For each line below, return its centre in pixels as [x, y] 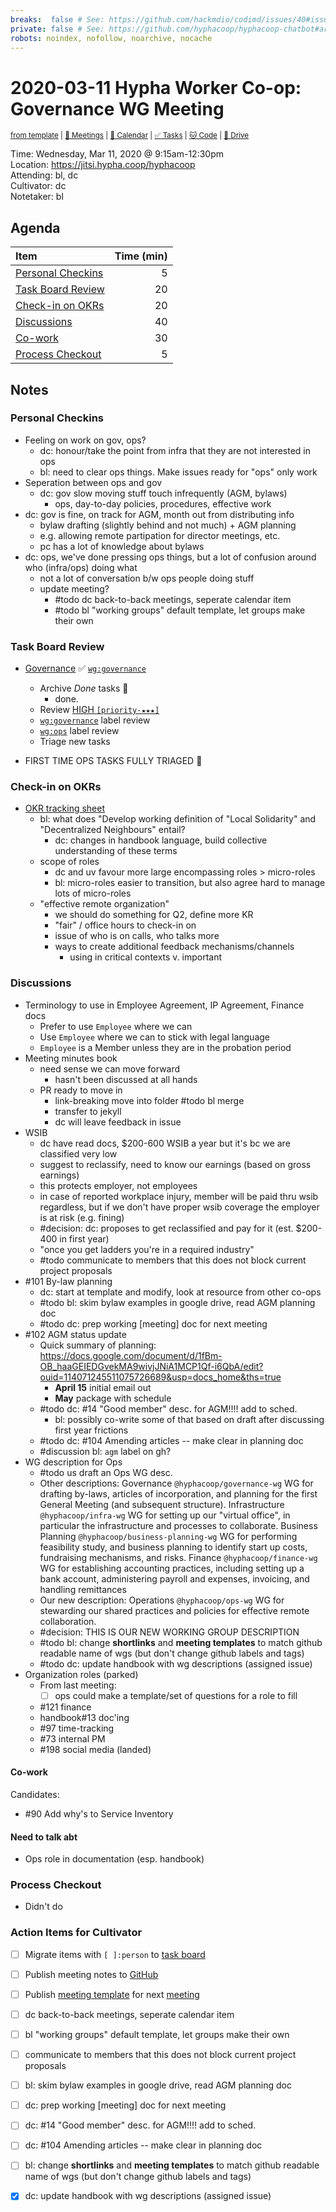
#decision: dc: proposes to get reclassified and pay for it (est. [166, 1228]
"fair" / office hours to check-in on [125, 925]
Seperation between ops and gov [93, 482]
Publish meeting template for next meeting [112, 1994]
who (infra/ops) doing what [81, 567]
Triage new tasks [75, 742]
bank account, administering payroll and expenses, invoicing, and [174, 1578]
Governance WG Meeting [117, 108]
